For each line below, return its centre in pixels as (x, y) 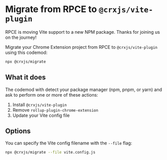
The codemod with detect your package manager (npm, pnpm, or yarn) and (84, 90)
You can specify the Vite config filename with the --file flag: (69, 143)
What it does (26, 77)
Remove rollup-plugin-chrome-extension (55, 110)
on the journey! (21, 37)
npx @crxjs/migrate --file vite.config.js (50, 152)
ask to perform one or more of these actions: (52, 95)
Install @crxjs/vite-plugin (39, 105)
